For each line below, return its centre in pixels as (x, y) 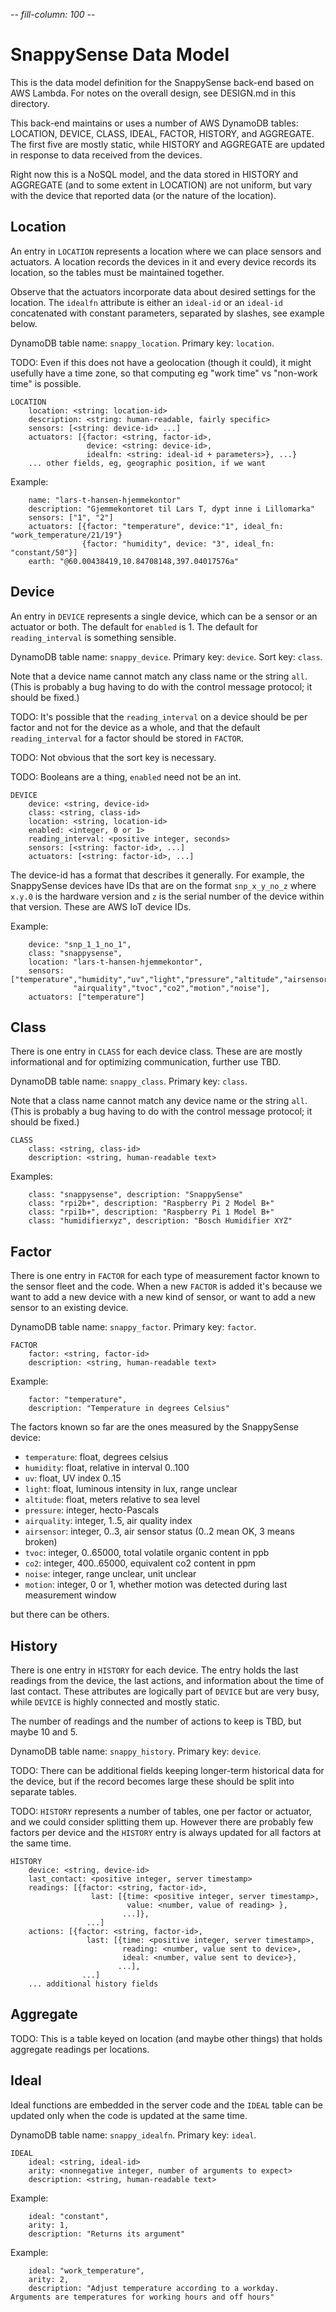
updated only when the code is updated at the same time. (129, 2115)
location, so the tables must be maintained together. (117, 272)
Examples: (31, 1176)
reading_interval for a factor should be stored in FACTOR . (127, 738)
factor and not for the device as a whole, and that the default (135, 727)
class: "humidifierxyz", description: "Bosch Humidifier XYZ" (160, 1221)
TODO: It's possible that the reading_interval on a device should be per (159, 716)
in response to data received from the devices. (106, 155)
